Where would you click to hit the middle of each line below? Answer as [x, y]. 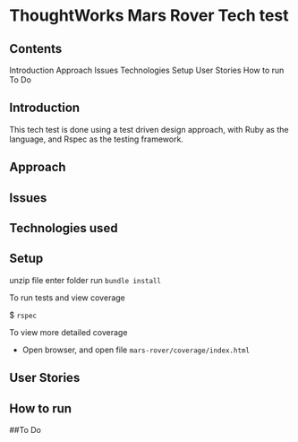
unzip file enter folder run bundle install [85, 280]
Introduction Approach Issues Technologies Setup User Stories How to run [147, 70]
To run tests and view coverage [67, 298]
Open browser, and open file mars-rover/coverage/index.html [136, 350]
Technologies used [64, 228]
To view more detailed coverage [68, 332]
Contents [36, 49]
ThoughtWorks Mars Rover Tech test [149, 16]
